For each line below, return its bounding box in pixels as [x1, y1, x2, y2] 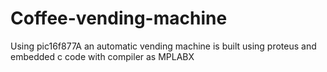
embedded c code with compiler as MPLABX [10, 50, 195, 62]
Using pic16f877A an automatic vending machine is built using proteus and [10, 40, 317, 52]
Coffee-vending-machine [10, 7, 228, 30]
